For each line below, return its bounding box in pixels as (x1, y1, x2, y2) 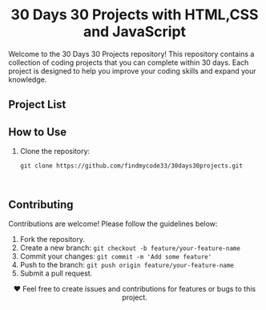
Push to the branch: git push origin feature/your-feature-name (19, 260, 235, 269)
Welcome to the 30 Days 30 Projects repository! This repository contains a (8, 49, 255, 58)
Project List (8, 98, 66, 111)
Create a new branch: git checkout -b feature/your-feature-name (19, 243, 240, 252)
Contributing (8, 198, 74, 211)
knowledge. (8, 74, 47, 84)
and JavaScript (83, 22, 187, 41)
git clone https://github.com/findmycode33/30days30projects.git (19, 162, 243, 170)
